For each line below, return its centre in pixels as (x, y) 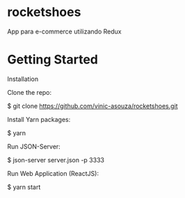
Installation (23, 79)
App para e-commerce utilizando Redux (64, 31)
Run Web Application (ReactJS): (53, 173)
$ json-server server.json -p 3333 (56, 160)
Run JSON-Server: (34, 146)
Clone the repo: (30, 92)
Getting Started (53, 60)
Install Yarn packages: (39, 119)
